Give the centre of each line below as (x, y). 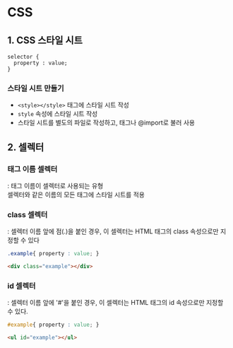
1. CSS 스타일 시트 (45, 40)
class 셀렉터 (28, 214)
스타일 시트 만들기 (36, 88)
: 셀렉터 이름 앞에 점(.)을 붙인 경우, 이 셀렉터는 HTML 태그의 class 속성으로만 (113, 231)
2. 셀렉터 (26, 147)
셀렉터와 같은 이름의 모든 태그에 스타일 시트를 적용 (76, 195)
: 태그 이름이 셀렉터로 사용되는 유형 (55, 185)
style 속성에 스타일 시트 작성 (58, 114)
